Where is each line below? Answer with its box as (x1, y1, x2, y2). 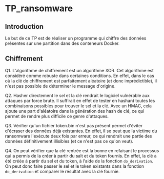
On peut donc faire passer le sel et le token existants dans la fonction (5, 163, 144, 169)
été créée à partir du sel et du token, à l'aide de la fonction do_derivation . (5, 158, 154, 164)
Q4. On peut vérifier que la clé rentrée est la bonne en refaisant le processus (5, 147, 159, 154)
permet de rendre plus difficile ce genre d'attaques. (5, 113, 109, 119)
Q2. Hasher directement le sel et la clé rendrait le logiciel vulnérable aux (5, 92, 150, 98)
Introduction (5, 22, 44, 31)
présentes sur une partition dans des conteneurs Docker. (5, 40, 120, 46)
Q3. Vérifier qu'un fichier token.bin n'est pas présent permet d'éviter (5, 122, 143, 128)
